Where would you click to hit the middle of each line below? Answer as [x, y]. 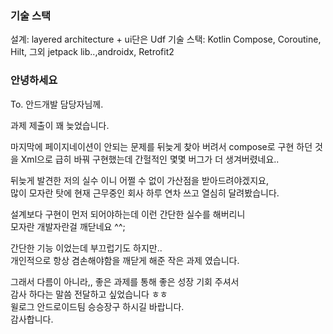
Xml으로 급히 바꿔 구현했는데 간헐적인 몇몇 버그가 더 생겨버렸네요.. [150, 159]
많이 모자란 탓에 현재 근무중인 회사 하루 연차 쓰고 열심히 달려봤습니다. [145, 193]
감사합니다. [32, 319]
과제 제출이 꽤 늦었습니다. [60, 125]
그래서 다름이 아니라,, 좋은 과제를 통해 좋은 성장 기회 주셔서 [125, 281]
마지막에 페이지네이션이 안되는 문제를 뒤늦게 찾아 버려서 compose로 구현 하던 [161, 146]
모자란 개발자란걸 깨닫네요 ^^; [68, 226]
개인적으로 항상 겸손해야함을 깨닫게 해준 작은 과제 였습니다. [125, 260]
